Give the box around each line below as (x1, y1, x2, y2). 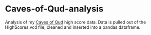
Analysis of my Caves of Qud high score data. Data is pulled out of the (5, 19, 146, 25)
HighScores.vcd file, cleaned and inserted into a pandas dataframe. (5, 24, 141, 30)
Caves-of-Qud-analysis (5, 3, 104, 14)
